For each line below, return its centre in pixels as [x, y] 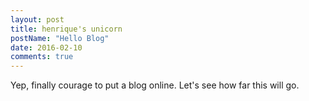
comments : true [42, 57]
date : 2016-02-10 [46, 47]
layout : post [37, 19]
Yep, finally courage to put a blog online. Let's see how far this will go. [155, 85]
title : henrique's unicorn [66, 29]
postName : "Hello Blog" [60, 38]
